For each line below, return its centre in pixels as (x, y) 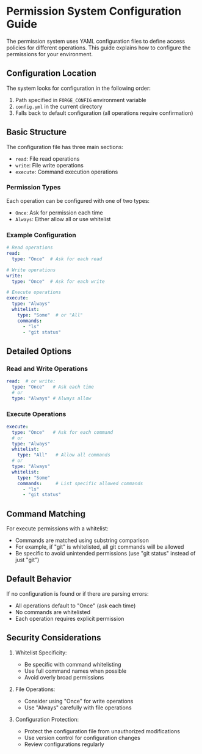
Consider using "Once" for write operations (79, 701)
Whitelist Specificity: (41, 653)
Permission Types (34, 188)
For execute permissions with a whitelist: (57, 529)
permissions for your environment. (50, 54)
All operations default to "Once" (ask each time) (75, 606)
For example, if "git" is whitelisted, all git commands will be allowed (99, 547)
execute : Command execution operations (67, 172)
